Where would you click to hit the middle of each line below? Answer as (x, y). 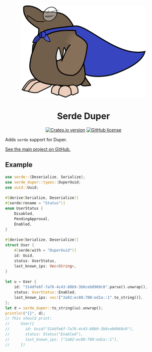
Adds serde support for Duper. (36, 139)
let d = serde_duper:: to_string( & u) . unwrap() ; (54, 308)
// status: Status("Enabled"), (44, 334)
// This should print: (29, 319)
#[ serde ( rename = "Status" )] (35, 203)
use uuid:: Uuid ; (22, 187)
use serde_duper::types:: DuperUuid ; (43, 182)
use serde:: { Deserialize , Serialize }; (45, 177)
